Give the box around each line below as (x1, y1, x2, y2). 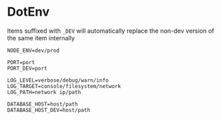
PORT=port (7, 59, 36, 65)
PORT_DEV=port (7, 65, 48, 72)
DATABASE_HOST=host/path (7, 100, 78, 108)
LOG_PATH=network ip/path (7, 89, 81, 95)
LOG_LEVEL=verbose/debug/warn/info (7, 76, 109, 84)
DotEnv (7, 4, 50, 20)
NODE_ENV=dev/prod (7, 47, 60, 54)
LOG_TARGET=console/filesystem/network (7, 82, 121, 89)
